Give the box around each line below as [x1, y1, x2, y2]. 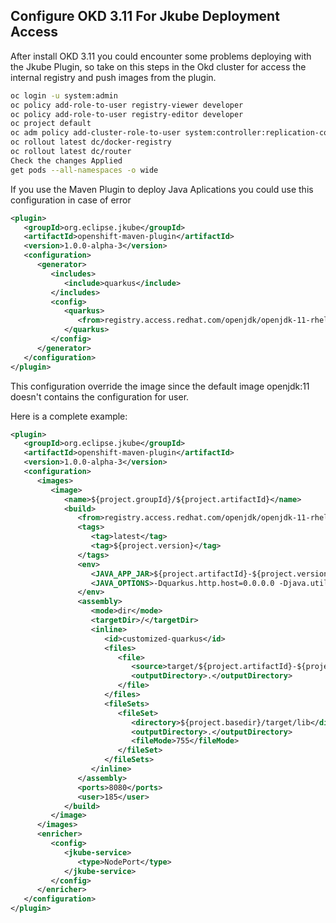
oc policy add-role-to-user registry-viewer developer [10, 100, 244, 110]
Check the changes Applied [10, 155, 123, 166]
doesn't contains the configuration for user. [10, 390, 190, 403]
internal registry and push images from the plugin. [10, 71, 217, 83]
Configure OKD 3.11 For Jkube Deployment [10, 8, 280, 25]
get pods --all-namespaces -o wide [10, 165, 159, 175]
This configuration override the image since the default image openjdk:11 [10, 380, 310, 392]
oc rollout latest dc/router [10, 147, 132, 157]
